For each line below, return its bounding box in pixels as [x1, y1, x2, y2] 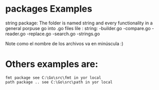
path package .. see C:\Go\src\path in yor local [5, 79, 113, 84]
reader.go [5, 31, 26, 37]
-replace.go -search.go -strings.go [26, 31, 100, 37]
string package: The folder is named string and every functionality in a [5, 20, 153, 26]
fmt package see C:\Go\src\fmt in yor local [5, 75, 101, 80]
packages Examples [5, 3, 93, 15]
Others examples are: [5, 58, 98, 70]
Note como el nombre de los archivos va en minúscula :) [5, 40, 124, 46]
